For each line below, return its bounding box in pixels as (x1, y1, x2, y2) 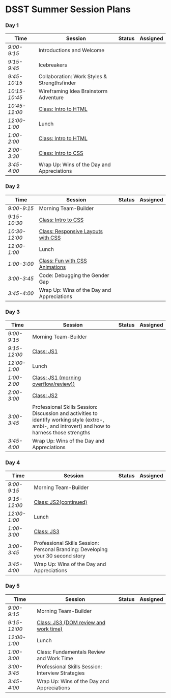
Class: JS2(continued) (34, 499, 88, 506)
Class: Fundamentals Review (37, 648, 105, 655)
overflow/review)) (32, 381, 75, 388)
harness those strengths (32, 429, 91, 436)
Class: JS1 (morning (32, 374, 81, 381)
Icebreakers (38, 61, 67, 68)
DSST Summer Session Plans (5, 4, 131, 15)
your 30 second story (34, 552, 85, 560)
